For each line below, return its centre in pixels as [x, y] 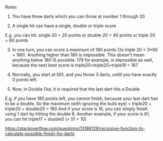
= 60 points [17, 40]
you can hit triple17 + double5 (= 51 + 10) [46, 119]
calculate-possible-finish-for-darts [40, 133]
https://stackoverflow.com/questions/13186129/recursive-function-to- [75, 128]
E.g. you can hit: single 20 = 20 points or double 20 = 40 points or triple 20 [80, 35]
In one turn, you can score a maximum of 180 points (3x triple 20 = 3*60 [85, 50]
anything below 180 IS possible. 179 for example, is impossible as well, [82, 60]
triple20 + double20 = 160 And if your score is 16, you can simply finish [76, 109]
